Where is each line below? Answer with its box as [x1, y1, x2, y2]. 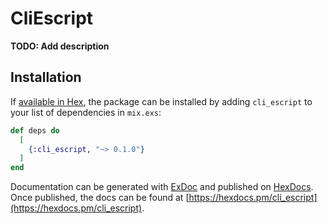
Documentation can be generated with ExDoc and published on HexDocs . [10, 181, 314, 193]
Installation [10, 69, 82, 86]
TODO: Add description [10, 40, 110, 52]
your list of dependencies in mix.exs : [10, 106, 162, 118]
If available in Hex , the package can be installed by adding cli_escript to [10, 95, 313, 107]
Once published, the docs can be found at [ [10, 192, 190, 204]
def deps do [10, 125, 60, 136]
